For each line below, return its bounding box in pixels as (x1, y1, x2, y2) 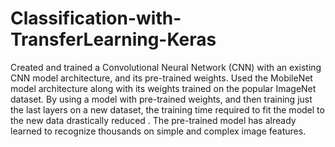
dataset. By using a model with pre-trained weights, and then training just (10, 93, 313, 105)
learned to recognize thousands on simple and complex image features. (10, 125, 307, 137)
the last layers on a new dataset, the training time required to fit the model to (10, 103, 325, 116)
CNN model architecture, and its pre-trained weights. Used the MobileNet (10, 72, 313, 84)
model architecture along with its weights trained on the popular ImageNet (10, 82, 317, 94)
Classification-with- (10, 7, 182, 30)
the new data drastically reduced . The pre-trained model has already (10, 114, 297, 126)
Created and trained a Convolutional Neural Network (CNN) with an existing (10, 61, 322, 73)
